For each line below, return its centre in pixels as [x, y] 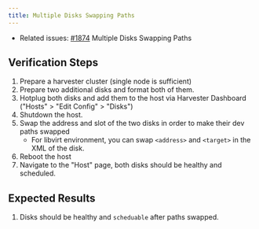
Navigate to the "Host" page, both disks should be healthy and [120, 165]
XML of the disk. [58, 148]
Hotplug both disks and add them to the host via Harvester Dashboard [133, 98]
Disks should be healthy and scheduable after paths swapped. [119, 217]
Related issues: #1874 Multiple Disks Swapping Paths [106, 38]
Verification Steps [53, 63]
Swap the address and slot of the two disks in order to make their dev [132, 124]
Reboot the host [46, 157]
